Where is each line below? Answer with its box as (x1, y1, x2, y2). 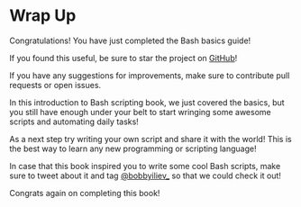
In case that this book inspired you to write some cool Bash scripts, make (9, 160, 281, 171)
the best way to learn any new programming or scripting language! (9, 143, 257, 154)
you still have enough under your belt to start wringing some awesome (9, 106, 272, 117)
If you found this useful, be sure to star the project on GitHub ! (9, 52, 238, 63)
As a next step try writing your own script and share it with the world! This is (9, 133, 292, 144)
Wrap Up (9, 5, 77, 26)
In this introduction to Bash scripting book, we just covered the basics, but (9, 96, 286, 108)
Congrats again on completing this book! (9, 187, 160, 198)
